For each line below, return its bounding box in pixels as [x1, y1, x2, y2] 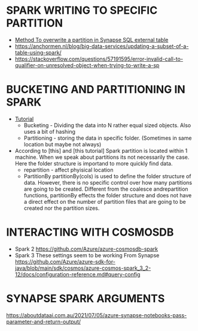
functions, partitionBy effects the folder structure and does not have [23, 191, 192, 198]
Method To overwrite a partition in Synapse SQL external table [14, 36, 169, 43]
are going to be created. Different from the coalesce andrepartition [23, 185, 188, 192]
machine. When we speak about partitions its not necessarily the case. [14, 154, 190, 161]
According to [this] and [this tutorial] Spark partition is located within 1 [14, 147, 188, 154]
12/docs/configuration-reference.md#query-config [14, 270, 141, 278]
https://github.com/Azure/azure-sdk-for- [14, 258, 115, 265]
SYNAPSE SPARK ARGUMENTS [6, 292, 165, 305]
